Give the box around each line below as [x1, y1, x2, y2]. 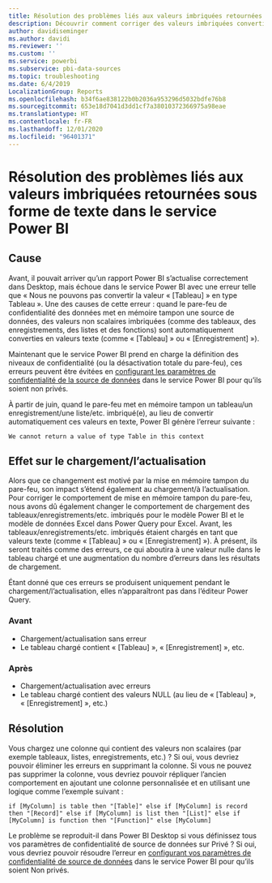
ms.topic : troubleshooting [8, 72, 100, 80]
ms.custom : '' [8, 50, 57, 58]
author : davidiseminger [8, 27, 89, 35]
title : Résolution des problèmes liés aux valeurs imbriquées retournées [8, 11, 263, 20]
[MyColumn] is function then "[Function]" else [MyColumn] [8, 816, 212, 825]
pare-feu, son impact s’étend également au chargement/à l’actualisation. [8, 485, 250, 494]
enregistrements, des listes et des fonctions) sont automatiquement [8, 325, 234, 334]
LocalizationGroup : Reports [8, 87, 104, 96]
